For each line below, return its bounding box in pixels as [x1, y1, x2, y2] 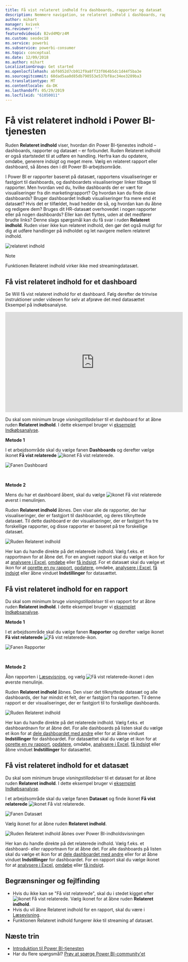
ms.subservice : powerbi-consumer [5, 45, 76, 50]
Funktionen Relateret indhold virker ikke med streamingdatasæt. [5, 263, 139, 269]
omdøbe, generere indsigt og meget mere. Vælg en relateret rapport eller [5, 158, 158, 164]
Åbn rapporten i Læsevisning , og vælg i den [5, 673, 154, 680]
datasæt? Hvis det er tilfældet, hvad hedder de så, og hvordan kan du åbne [5, 201, 162, 207]
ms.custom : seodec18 [5, 36, 49, 41]
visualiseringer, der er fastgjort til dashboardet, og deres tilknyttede [5, 513, 146, 519]
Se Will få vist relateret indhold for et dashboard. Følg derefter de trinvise [5, 291, 158, 297]
